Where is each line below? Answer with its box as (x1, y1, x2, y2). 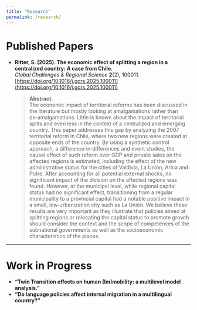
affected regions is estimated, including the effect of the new (29, 158, 177, 165)
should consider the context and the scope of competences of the (29, 220, 189, 227)
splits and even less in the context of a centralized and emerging (29, 120, 186, 127)
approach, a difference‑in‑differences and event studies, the (29, 145, 175, 152)
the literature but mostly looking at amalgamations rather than (29, 108, 179, 115)
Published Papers (6, 39, 94, 53)
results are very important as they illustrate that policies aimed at (29, 208, 186, 215)
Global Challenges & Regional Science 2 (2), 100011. (14, 71, 140, 78)
